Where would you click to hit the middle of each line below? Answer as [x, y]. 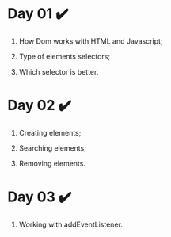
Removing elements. [52, 163]
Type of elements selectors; [65, 56]
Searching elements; [52, 148]
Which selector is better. [59, 71]
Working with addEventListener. [71, 224]
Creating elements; [50, 132]
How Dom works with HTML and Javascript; [91, 41]
